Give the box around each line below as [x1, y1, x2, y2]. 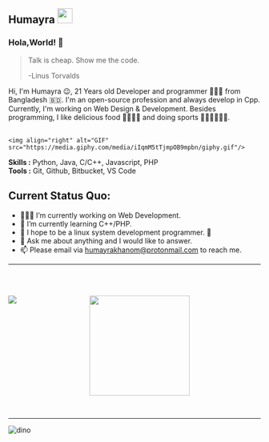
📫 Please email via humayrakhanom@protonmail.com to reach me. [19, 245, 242, 255]
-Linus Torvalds [27, 70, 80, 80]
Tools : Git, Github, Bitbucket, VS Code [8, 166, 136, 175]
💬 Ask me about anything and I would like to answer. [19, 235, 193, 245]
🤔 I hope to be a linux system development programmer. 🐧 [19, 227, 212, 237]
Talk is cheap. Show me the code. [27, 55, 140, 65]
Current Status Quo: [8, 189, 111, 203]
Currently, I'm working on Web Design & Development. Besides [8, 103, 216, 113]
